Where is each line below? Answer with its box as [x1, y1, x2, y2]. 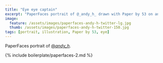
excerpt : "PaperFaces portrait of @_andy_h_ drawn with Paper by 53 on [5, 12, 153, 16]
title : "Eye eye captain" [5, 7, 57, 12]
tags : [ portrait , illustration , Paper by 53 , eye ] [5, 30, 110, 34]
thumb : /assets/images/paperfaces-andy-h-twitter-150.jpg [9, 25, 130, 30]
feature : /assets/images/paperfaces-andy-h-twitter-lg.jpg [9, 20, 131, 26]
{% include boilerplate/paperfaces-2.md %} [5, 52, 93, 58]
